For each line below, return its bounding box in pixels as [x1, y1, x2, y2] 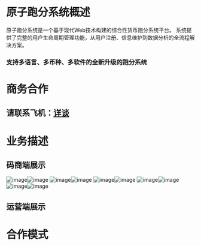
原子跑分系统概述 [6, 5, 91, 19]
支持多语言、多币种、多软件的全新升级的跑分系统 [6, 58, 148, 66]
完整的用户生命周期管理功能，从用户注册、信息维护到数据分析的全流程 [16, 34, 190, 41]
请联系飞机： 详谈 [6, 108, 69, 118]
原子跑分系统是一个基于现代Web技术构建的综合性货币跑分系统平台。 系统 [6, 26, 187, 34]
